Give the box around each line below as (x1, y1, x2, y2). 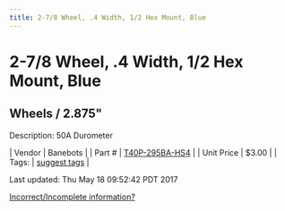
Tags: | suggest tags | (9, 156, 90, 167)
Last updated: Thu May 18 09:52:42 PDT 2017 (9, 173, 178, 184)
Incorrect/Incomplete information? (9, 191, 136, 202)
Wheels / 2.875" (9, 106, 103, 122)
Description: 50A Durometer (9, 130, 114, 140)
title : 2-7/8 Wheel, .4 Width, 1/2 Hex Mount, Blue (9, 13, 206, 22)
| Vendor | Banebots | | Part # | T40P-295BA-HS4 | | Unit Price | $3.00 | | (9, 147, 278, 157)
